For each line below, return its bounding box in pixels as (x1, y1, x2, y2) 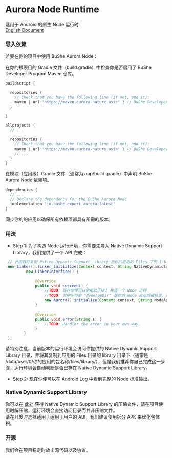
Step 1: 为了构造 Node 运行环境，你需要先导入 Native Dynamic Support (12, 243, 162, 249)
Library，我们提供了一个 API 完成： (12, 249, 87, 256)
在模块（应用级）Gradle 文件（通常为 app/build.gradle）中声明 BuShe (5, 171, 153, 177)
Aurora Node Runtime (5, 4, 99, 15)
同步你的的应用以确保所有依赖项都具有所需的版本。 (5, 216, 113, 222)
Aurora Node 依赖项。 (5, 177, 52, 183)
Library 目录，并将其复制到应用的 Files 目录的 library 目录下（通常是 (5, 352, 148, 358)
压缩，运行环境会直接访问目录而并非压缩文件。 (18, 407, 118, 413)
